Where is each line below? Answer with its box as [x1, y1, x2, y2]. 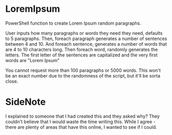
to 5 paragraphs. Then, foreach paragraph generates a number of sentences [5, 35, 167, 42]
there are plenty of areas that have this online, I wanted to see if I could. [5, 124, 158, 130]
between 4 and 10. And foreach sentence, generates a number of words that [5, 41, 167, 47]
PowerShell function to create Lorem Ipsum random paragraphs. [5, 20, 141, 26]
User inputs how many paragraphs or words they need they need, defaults [5, 30, 163, 36]
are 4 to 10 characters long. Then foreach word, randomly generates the [5, 46, 158, 52]
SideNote [5, 96, 46, 108]
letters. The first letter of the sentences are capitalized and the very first [5, 52, 158, 58]
